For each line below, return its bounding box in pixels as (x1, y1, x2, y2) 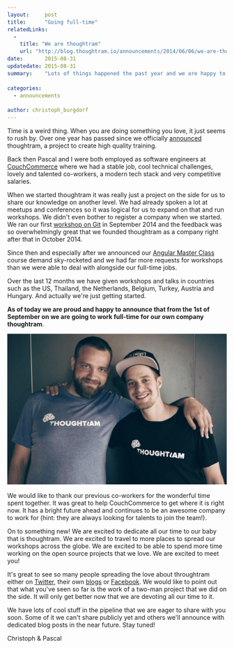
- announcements (13, 92, 61, 99)
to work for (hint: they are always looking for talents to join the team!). (7, 513, 208, 522)
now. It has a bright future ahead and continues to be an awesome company (7, 506, 226, 515)
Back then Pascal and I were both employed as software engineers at (7, 155, 206, 163)
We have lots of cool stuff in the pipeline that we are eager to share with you (7, 606, 226, 614)
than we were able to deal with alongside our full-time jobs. (7, 263, 178, 272)
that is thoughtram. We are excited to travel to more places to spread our (7, 534, 216, 542)
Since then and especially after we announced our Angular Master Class (7, 249, 214, 257)
